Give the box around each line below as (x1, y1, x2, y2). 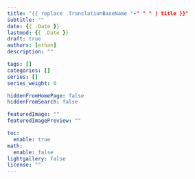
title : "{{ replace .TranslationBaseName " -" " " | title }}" (7, 10, 189, 17)
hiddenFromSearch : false (7, 99, 78, 106)
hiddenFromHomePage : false (7, 92, 84, 99)
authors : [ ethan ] (7, 42, 57, 49)
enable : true (13, 136, 51, 143)
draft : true (7, 36, 41, 43)
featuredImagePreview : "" (7, 117, 81, 124)
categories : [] (7, 67, 51, 74)
